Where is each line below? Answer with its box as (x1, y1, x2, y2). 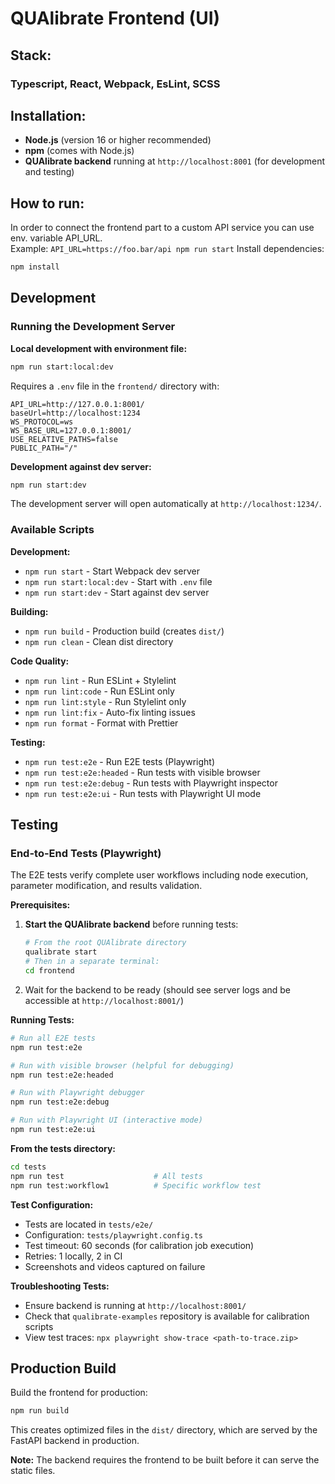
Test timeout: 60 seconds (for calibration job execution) (24, 1239, 255, 1251)
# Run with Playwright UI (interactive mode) (10, 1115, 203, 1126)
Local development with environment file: (10, 342, 188, 354)
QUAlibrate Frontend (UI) (10, 7, 221, 30)
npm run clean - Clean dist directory (24, 635, 174, 647)
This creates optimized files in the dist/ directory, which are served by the (10, 1424, 318, 1436)
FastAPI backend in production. (10, 1435, 140, 1447)
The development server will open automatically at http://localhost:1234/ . (10, 498, 322, 510)
